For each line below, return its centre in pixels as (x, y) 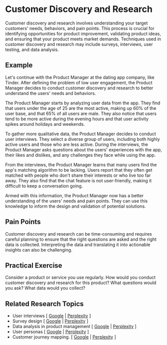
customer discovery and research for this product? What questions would (81, 283)
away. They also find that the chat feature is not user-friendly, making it (79, 180)
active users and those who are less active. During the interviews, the (77, 144)
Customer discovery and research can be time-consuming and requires (79, 234)
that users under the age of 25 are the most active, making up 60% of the (81, 108)
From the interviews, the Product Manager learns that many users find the (81, 165)
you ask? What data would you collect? (45, 288)
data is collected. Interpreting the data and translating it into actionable (78, 244)
